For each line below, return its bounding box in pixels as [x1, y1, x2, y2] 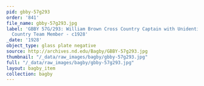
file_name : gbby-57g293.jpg [6, 20, 78, 26]
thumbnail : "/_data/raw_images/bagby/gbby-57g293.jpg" [6, 54, 148, 60]
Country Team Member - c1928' [12, 31, 88, 38]
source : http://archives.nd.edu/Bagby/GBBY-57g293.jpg [6, 48, 148, 55]
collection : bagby [6, 71, 53, 77]
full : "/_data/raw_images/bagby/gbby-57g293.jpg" [6, 59, 135, 65]
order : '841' [6, 15, 39, 21]
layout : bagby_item [6, 65, 56, 71]
